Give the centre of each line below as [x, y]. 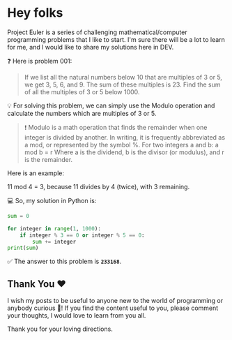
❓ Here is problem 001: [40, 61]
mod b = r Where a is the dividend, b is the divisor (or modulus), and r [124, 152]
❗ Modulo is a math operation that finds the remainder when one [116, 127]
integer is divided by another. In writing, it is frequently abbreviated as [124, 137]
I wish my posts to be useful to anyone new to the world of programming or [115, 301]
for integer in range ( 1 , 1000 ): [54, 228]
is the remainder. [48, 159]
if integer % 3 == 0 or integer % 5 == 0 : [82, 235]
